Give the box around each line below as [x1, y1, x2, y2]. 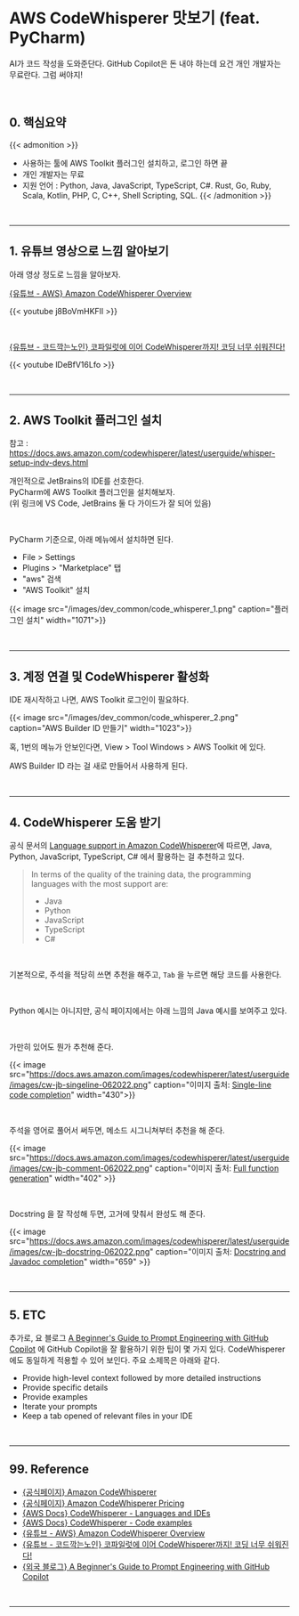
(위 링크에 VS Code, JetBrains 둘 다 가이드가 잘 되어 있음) [9, 498, 212, 508]
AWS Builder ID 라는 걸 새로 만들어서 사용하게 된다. [9, 760, 189, 771]
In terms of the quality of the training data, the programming [30, 869, 252, 880]
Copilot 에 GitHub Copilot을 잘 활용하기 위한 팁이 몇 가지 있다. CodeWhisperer [9, 1344, 286, 1354]
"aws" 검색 [21, 573, 62, 584]
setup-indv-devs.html [9, 458, 89, 468]
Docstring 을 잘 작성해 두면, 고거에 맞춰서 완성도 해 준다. [9, 1208, 206, 1219]
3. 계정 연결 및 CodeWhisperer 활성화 [9, 669, 210, 684]
